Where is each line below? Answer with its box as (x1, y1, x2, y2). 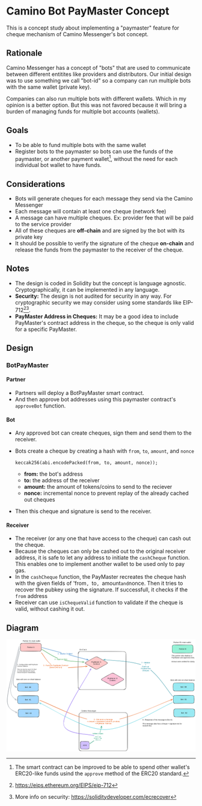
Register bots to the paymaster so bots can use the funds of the (14, 148, 173, 155)
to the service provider (14, 221, 72, 228)
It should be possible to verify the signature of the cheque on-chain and (14, 240, 194, 247)
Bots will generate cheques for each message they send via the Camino (14, 195, 194, 203)
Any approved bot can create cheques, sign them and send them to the (14, 429, 192, 436)
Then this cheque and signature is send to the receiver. (14, 508, 152, 515)
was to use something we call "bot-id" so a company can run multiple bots (6, 77, 191, 84)
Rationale (6, 48, 43, 58)
